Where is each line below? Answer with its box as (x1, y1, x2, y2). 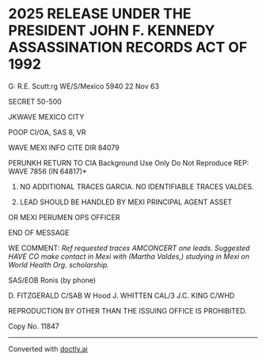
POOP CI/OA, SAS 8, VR (8, 127, 86, 137)
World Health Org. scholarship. (8, 260, 109, 269)
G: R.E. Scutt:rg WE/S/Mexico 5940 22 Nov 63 (8, 81, 160, 91)
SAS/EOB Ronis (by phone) (8, 275, 97, 285)
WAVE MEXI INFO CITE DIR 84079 (8, 142, 120, 152)
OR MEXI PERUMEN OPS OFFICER (8, 212, 120, 222)
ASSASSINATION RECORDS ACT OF (8, 39, 248, 56)
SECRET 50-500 (8, 97, 62, 106)
